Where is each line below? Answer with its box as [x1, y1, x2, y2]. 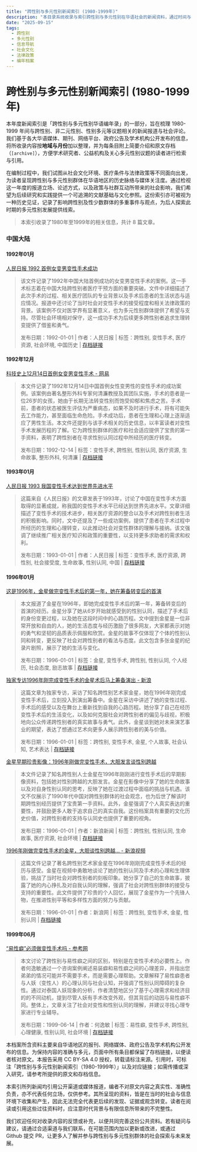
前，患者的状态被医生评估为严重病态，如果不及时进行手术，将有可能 [20, 404, 185, 412]
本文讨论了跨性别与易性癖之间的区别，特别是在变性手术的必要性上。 [20, 957, 185, 964]
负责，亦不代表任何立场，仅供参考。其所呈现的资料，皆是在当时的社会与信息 [6, 1090, 191, 1097]
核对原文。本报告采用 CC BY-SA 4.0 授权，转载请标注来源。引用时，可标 [11, 1056, 186, 1063]
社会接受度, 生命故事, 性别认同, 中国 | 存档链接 [33, 559, 145, 566]
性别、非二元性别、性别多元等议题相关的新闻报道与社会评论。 [39, 128, 189, 135]
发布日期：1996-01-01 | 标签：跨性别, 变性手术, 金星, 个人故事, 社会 [20, 739, 182, 746]
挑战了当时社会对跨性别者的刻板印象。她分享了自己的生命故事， [30, 874, 185, 881]
